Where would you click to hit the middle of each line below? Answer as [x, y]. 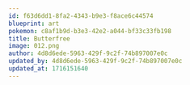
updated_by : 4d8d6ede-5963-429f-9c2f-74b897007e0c [95, 62]
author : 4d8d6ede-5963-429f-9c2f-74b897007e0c [88, 53]
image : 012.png [34, 46]
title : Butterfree [39, 38]
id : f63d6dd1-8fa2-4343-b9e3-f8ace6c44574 [81, 16]
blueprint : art [34, 23]
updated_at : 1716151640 [49, 69]
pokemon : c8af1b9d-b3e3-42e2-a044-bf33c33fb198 [90, 31]
